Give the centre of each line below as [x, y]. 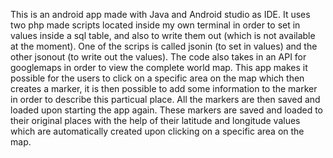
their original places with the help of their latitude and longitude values [155, 120]
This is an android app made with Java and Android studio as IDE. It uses [160, 14]
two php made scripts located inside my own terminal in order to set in [155, 25]
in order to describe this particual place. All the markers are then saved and [165, 99]
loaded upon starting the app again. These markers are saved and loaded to [167, 110]
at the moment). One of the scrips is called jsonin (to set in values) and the [164, 46]
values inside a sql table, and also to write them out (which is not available [163, 35]
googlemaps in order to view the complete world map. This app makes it [159, 67]
